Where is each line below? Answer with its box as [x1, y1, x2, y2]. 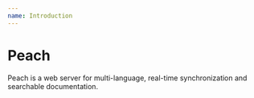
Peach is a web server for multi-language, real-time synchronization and [7, 73, 248, 83]
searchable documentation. [7, 81, 98, 91]
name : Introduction [7, 11, 73, 20]
